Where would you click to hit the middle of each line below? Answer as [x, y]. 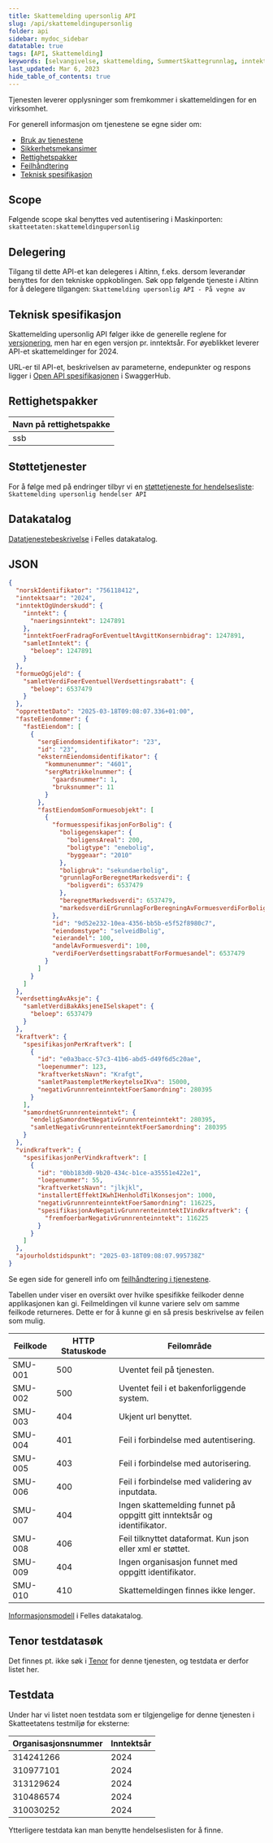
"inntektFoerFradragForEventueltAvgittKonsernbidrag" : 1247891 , [134, 636]
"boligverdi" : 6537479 [105, 886]
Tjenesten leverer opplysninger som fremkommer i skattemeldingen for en [133, 99]
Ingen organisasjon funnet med [178, 1562]
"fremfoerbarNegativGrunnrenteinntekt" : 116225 [126, 1218]
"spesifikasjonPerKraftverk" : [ [78, 1044]
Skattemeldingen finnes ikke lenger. [187, 1590]
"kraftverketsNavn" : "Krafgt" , [91, 1074]
